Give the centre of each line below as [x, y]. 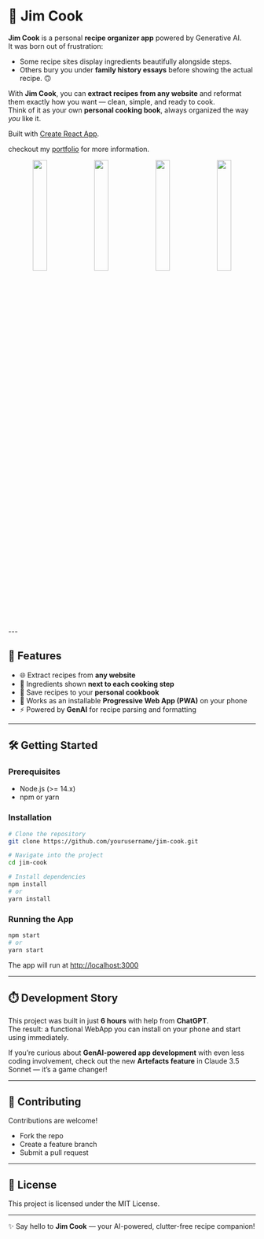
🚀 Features [35, 656]
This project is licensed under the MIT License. [84, 1204]
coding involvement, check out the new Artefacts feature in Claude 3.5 [124, 1061]
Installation [30, 817]
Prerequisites [34, 772]
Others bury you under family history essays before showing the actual [136, 69]
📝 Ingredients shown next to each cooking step [97, 684]
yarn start [26, 950]
